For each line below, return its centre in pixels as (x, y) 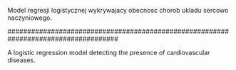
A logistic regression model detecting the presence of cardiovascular (109, 53)
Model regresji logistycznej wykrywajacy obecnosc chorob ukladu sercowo (118, 10)
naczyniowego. (30, 18)
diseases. (21, 60)
